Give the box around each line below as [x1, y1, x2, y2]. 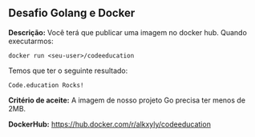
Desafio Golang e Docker [8, 6, 136, 20]
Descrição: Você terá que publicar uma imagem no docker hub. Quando [8, 27, 247, 37]
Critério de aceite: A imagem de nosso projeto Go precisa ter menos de [8, 95, 246, 105]
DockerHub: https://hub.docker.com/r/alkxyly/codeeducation [8, 119, 211, 129]
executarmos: [8, 36, 54, 46]
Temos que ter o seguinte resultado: [8, 66, 128, 75]
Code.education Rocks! [8, 81, 84, 89]
